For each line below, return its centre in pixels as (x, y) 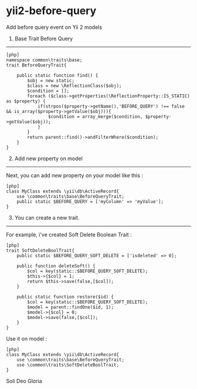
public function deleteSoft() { (56, 266)
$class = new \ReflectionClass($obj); (74, 86)
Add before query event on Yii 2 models (54, 27)
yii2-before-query (51, 11)
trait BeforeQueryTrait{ (36, 65)
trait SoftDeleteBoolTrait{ (40, 250)
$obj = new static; (51, 81)
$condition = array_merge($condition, (95, 117)
